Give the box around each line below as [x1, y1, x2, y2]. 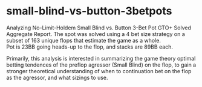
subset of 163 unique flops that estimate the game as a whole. [6, 37, 161, 44]
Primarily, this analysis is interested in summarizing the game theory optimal [6, 55, 196, 62]
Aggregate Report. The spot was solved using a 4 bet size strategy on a [6, 30, 186, 37]
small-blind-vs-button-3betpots [6, 4, 172, 18]
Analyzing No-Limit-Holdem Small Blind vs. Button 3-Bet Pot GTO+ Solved [6, 24, 192, 31]
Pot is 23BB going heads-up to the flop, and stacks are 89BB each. [6, 43, 174, 50]
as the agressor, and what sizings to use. [6, 74, 108, 81]
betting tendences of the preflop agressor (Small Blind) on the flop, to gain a [6, 61, 197, 68]
